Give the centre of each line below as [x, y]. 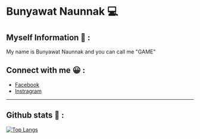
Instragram [28, 91]
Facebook [27, 84]
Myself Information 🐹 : [48, 37]
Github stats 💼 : [35, 116]
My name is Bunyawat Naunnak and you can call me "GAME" [81, 52]
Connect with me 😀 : [46, 70]
